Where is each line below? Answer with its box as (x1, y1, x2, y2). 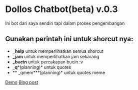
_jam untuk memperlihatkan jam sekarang (12, 53, 99, 59)
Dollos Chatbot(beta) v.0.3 (5, 4, 118, 15)
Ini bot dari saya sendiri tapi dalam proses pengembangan (5, 20, 125, 26)
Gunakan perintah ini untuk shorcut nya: (5, 35, 133, 43)
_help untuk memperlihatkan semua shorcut (12, 48, 103, 54)
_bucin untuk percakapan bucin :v (12, 59, 83, 65)
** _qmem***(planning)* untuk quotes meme (12, 69, 105, 75)
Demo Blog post (5, 79, 38, 85)
